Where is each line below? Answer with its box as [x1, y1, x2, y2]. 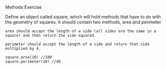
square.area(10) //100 [5, 55, 52, 60]
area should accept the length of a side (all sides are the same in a [5, 29, 156, 34]
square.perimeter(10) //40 [5, 59, 61, 64]
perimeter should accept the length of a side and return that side [5, 42, 150, 47]
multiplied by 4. [5, 46, 41, 51]
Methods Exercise [5, 4, 42, 10]
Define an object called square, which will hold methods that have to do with [5, 14, 161, 19]
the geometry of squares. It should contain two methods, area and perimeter [5, 19, 162, 25]
